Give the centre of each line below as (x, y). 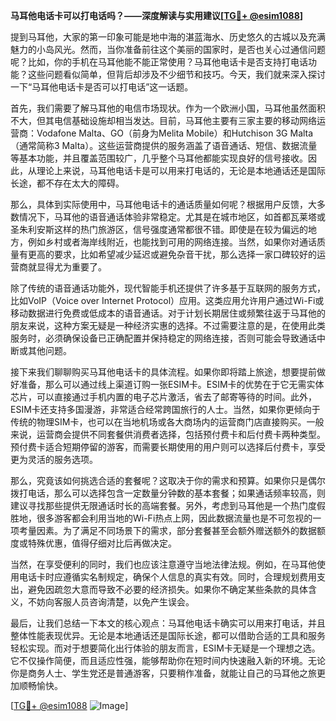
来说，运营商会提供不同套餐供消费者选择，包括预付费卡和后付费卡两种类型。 (168, 434)
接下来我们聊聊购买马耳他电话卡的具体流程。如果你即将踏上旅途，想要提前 (163, 372)
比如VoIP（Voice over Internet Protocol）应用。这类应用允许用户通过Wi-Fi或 (167, 300)
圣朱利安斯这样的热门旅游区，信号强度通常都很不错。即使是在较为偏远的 (159, 229)
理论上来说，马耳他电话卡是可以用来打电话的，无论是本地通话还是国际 (181, 170)
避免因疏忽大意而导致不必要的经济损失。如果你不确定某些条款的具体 (167, 589)
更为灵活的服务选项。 (54, 459)
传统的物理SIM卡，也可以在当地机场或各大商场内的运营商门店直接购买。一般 (167, 422)
